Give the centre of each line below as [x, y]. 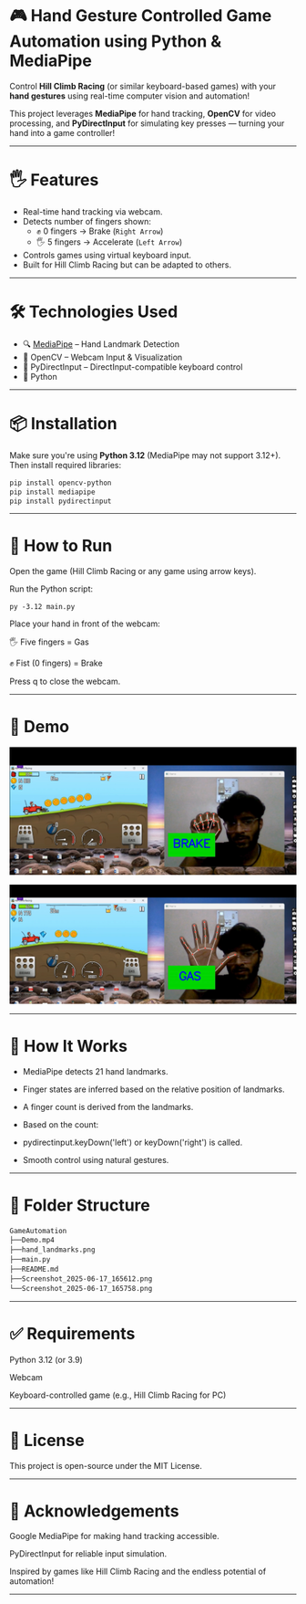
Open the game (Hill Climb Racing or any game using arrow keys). [133, 571]
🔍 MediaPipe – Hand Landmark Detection [101, 344]
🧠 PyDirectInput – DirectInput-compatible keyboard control [133, 367]
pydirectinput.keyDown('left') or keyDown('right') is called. [133, 1142]
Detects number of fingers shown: [87, 221]
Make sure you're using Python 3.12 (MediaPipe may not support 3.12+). [145, 455]
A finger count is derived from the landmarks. [108, 1106]
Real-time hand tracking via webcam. [92, 211]
